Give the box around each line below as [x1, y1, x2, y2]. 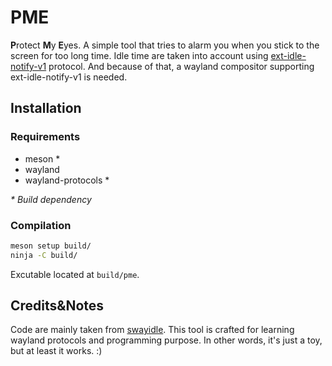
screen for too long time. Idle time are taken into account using [10, 49, 269, 61]
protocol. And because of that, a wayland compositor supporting [48, 60, 315, 72]
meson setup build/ [10, 241, 92, 251]
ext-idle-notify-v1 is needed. [10, 71, 128, 83]
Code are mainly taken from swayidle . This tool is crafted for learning [10, 324, 295, 336]
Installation [10, 100, 82, 117]
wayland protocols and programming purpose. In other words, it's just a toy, [10, 334, 323, 346]
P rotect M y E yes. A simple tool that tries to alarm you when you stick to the [10, 39, 320, 51]
